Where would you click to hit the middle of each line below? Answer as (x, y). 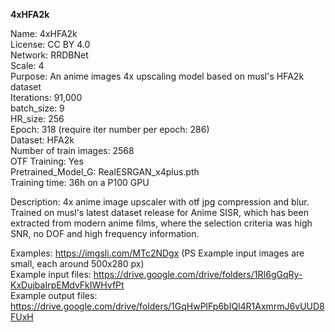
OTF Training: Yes (47, 161)
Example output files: (54, 295)
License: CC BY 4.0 (50, 44)
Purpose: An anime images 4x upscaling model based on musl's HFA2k (157, 76)
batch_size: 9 (37, 108)
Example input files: (51, 274)
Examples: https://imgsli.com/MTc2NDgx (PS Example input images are (157, 253)
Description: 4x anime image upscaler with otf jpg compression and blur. (160, 202)
